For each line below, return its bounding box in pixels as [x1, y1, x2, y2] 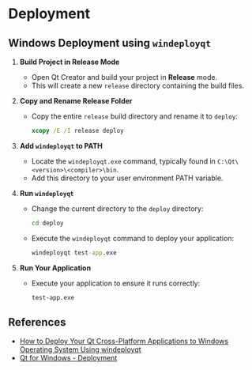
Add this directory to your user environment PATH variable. [31, 173, 224, 183]
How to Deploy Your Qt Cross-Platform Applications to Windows [19, 337, 229, 346]
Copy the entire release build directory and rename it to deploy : [31, 111, 239, 121]
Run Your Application [19, 262, 92, 273]
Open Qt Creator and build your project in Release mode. [31, 73, 218, 81]
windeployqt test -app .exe [31, 248, 117, 257]
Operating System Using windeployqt [19, 345, 141, 354]
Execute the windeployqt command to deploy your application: [31, 233, 235, 243]
